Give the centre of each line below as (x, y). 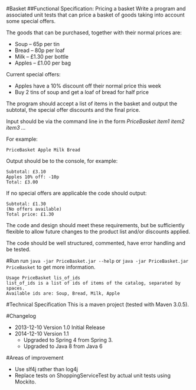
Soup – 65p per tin (37, 44)
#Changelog (21, 316)
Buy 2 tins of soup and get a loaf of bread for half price (82, 92)
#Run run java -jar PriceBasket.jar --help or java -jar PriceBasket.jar (97, 261)
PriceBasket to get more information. (51, 267)
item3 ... (16, 128)
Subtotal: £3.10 (26, 172)
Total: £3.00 (22, 182)
